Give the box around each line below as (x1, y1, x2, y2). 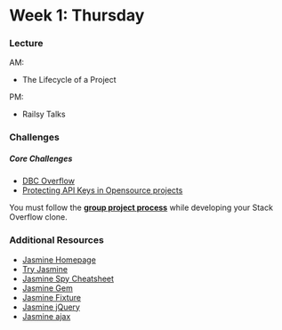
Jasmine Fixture (21, 292, 82, 302)
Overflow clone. (9, 212, 68, 222)
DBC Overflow (21, 175, 76, 187)
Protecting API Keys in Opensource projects (21, 185, 183, 196)
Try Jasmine (21, 263, 68, 274)
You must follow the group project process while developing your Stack (9, 202, 274, 213)
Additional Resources (9, 234, 104, 246)
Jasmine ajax (21, 310, 71, 321)
